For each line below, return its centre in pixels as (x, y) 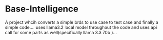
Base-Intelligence (42, 9)
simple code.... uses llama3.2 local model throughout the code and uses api (81, 27)
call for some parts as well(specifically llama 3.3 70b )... (61, 32)
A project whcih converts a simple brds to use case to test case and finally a (82, 22)
